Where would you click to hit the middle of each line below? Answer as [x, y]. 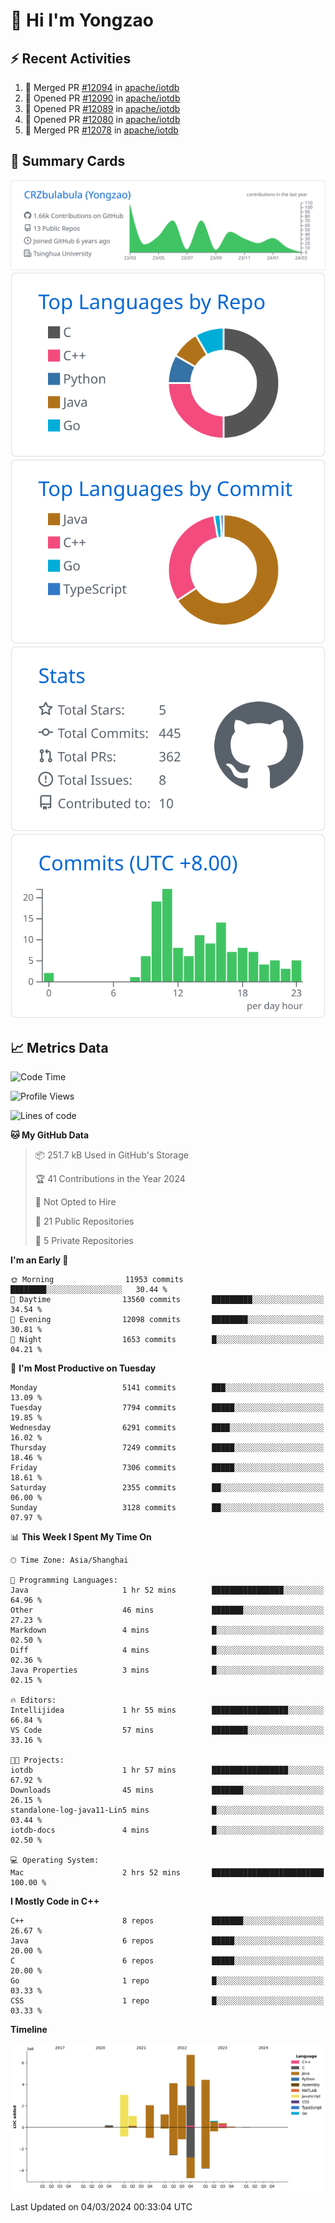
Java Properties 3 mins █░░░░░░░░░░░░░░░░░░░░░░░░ [167, 1670]
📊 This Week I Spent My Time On [81, 1537]
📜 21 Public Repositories [84, 1221]
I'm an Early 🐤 [39, 1260]
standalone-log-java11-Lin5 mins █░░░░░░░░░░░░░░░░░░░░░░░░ [167, 1810]
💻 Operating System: [55, 1860]
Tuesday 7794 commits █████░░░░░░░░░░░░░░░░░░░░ [167, 1408]
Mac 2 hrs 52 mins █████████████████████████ [167, 1873]
